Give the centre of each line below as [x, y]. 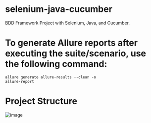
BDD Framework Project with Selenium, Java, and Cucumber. [68, 23]
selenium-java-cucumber [59, 9]
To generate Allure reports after [71, 43]
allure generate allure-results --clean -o [51, 77]
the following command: [56, 64]
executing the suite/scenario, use [75, 54]
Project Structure [41, 101]
